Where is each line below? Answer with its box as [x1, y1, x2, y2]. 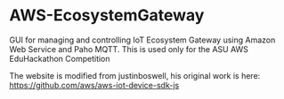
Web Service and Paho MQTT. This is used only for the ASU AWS [9, 43, 249, 54]
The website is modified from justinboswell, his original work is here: [9, 70, 261, 80]
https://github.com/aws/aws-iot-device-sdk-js [9, 80, 180, 90]
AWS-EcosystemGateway [9, 5, 205, 26]
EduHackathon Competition [9, 53, 110, 64]
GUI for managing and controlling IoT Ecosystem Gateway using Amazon [9, 34, 276, 45]
